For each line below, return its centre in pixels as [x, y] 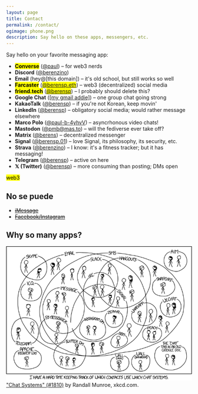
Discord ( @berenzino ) [42, 72]
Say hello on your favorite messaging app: [57, 55]
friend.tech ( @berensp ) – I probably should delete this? [82, 91]
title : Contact [25, 19]
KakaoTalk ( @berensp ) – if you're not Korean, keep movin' [86, 104]
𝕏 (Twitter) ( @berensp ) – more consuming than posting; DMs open [96, 166]
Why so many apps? [44, 235]
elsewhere [27, 116]
